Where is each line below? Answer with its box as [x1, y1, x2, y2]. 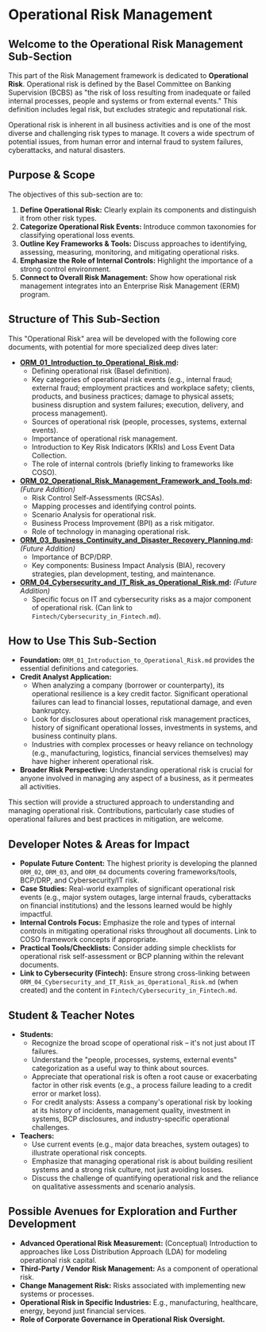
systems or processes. [19, 1289, 94, 1299]
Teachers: [19, 1131, 55, 1141]
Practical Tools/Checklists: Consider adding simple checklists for [19, 943, 237, 952]
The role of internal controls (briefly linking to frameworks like [31, 459, 234, 469]
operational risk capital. [19, 1255, 97, 1264]
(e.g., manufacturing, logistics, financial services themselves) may [31, 748, 249, 758]
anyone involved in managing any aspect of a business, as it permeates [19, 773, 254, 783]
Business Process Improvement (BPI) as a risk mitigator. [31, 518, 215, 528]
